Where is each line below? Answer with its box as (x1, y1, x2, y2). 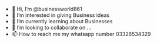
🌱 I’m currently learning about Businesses (11, 18, 113, 24)
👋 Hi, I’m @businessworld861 (11, 6, 82, 12)
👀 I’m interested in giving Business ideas (11, 12, 110, 19)
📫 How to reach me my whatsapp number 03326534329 (11, 31, 151, 37)
